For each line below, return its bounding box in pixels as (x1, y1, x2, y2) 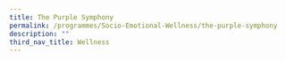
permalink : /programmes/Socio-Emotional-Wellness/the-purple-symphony (9, 21, 278, 30)
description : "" (9, 29, 70, 38)
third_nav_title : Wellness (9, 37, 110, 47)
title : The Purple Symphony (9, 12, 114, 22)
